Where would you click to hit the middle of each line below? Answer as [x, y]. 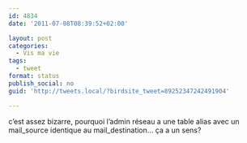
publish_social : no [41, 83]
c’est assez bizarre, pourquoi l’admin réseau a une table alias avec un [124, 121]
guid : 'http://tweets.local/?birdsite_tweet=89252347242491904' [119, 91]
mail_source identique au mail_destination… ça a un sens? [105, 130]
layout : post [30, 38]
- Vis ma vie [38, 54]
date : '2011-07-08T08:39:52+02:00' [68, 24]
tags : [17, 61]
